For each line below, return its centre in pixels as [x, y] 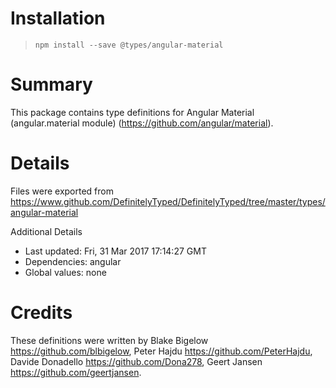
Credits [41, 313]
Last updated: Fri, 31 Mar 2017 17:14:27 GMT [115, 251]
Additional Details [46, 231]
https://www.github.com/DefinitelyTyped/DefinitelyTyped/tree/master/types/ [168, 201]
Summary [51, 84]
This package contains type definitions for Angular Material [132, 112]
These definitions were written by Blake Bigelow [109, 340]
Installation [58, 18]
